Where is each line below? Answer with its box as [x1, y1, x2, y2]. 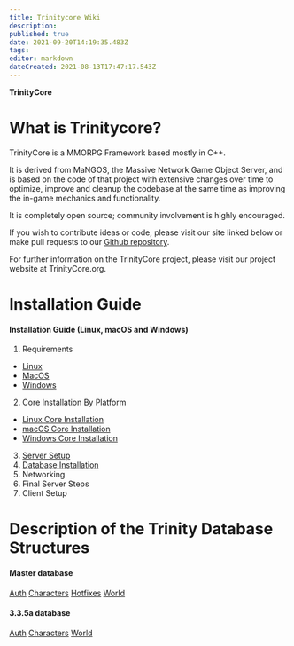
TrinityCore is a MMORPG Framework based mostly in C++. [9, 147, 226, 158]
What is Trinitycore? [9, 118, 162, 138]
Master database [9, 567, 73, 578]
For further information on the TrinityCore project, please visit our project [9, 254, 276, 264]
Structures [9, 538, 90, 558]
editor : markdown [9, 54, 73, 63]
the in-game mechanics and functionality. [9, 193, 161, 203]
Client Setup [21, 488, 68, 499]
